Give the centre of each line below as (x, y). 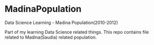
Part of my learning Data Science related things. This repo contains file (77, 32)
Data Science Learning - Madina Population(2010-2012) (61, 22)
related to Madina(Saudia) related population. (51, 37)
